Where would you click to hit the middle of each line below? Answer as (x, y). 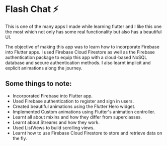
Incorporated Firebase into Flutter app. (53, 95)
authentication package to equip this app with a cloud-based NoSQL (76, 57)
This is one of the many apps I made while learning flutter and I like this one (83, 26)
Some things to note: (38, 84)
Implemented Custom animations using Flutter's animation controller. (84, 111)
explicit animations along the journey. (44, 68)
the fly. (20, 138)
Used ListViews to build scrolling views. (53, 127)
